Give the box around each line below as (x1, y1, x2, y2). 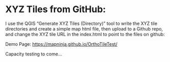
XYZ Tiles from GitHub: (5, 4, 106, 15)
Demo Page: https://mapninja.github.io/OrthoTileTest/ (5, 41, 117, 47)
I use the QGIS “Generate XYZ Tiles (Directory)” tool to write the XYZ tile (5, 20, 157, 26)
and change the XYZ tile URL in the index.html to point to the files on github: (5, 31, 165, 37)
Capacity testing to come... (5, 51, 62, 57)
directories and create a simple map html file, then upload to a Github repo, (5, 25, 163, 32)
